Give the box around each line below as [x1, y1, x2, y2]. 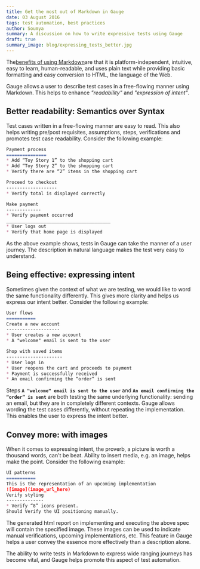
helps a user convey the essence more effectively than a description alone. [6, 539, 191, 546]
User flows [6, 310, 33, 316]
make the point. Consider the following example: [6, 458, 125, 466]
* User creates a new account [6, 332, 82, 338]
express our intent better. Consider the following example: [6, 298, 149, 305]
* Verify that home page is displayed [6, 229, 103, 235]
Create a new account [6, 321, 60, 327]
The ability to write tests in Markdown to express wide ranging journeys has [6, 550, 193, 557]
